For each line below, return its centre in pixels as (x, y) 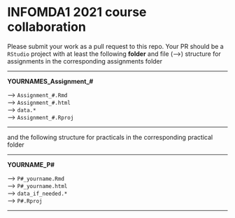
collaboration (47, 27)
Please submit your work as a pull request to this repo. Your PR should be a (115, 46)
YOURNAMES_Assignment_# (50, 81)
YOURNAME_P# (31, 164)
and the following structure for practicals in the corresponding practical (110, 137)
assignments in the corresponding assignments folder (85, 61)
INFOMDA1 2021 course (77, 12)
